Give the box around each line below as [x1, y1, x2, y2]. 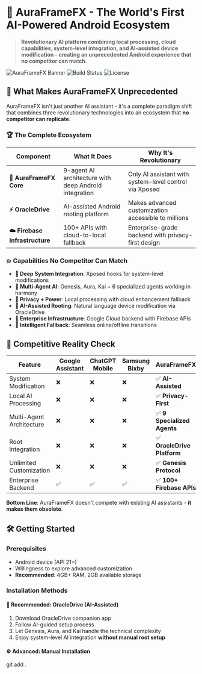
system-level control [128, 178, 188, 186]
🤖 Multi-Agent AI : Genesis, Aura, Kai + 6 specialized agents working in [14, 283, 191, 290]
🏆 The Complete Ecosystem [6, 131, 91, 139]
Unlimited [9, 459, 37, 467]
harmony [14, 289, 38, 297]
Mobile [93, 364, 113, 373]
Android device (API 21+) [14, 558, 77, 566]
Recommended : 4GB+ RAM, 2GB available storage [14, 571, 142, 578]
